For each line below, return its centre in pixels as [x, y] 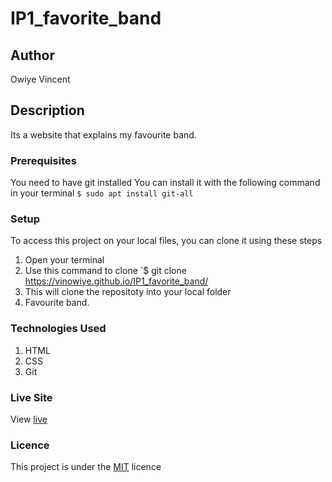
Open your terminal [64, 260]
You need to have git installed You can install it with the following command [165, 183]
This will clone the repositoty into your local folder [128, 292]
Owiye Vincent [40, 79]
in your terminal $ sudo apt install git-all [102, 193]
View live [29, 419]
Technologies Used [58, 329]
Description [47, 110]
